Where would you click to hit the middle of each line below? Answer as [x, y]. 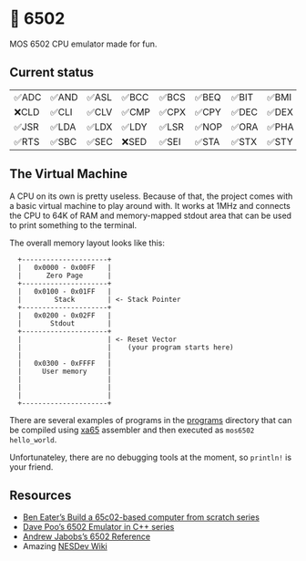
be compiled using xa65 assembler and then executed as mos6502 [132, 430]
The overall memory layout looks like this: [87, 243]
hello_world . [33, 439]
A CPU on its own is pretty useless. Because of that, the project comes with [151, 196]
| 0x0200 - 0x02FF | [65, 315]
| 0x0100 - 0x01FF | [65, 291]
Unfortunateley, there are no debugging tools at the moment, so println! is [151, 457]
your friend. [31, 467]
